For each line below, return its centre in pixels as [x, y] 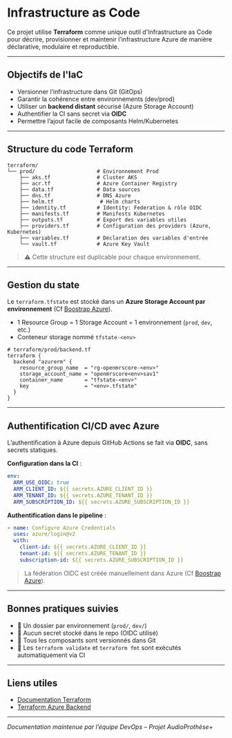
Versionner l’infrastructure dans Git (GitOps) [80, 91]
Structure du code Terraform [70, 149]
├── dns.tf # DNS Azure [75, 195]
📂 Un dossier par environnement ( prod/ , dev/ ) [82, 625]
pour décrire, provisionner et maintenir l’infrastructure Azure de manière [110, 39]
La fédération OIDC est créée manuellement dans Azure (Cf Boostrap [123, 573]
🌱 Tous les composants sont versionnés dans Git [86, 640]
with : [21, 541]
